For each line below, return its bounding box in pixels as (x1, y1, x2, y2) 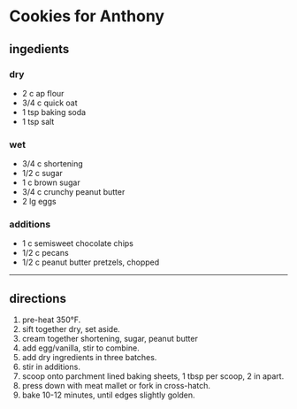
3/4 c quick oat (21, 97, 78, 108)
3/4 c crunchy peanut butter (21, 187, 126, 197)
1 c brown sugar (21, 177, 81, 188)
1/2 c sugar (21, 168, 64, 179)
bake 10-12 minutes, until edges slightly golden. (21, 390, 196, 400)
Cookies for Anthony (9, 6, 165, 27)
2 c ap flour (21, 88, 65, 98)
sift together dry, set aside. (21, 324, 121, 335)
